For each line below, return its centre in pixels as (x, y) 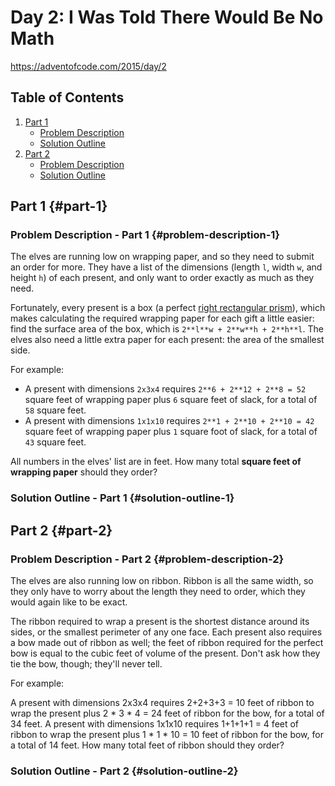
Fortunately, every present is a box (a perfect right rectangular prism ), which (168, 308)
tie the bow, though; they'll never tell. (86, 664)
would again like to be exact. (69, 602)
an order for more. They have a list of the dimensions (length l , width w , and (166, 267)
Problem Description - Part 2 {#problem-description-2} (147, 559)
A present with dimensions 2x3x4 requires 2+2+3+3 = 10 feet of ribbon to (162, 703)
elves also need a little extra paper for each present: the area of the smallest (167, 340)
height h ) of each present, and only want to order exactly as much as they (162, 278)
